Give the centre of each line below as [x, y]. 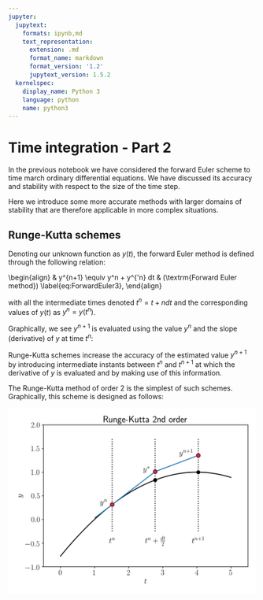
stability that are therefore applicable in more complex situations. [113, 210]
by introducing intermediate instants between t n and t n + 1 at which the [122, 364]
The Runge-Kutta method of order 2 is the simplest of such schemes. [120, 388]
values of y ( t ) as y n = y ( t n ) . [52, 311]
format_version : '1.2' [66, 67]
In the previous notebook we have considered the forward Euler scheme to [129, 170]
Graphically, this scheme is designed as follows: [86, 396]
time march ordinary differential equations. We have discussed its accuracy [130, 178]
